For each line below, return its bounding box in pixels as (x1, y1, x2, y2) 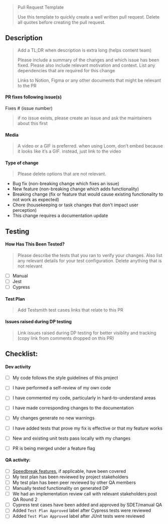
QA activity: (5, 457, 31, 463)
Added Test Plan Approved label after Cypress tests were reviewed (12, 507, 151, 513)
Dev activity (5, 363, 31, 369)
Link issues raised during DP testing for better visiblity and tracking (17, 330, 156, 336)
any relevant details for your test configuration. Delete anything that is (17, 258, 162, 264)
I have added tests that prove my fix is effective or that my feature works (12, 425, 163, 431)
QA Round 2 (12, 496, 38, 502)
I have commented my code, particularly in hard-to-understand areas (12, 395, 156, 401)
